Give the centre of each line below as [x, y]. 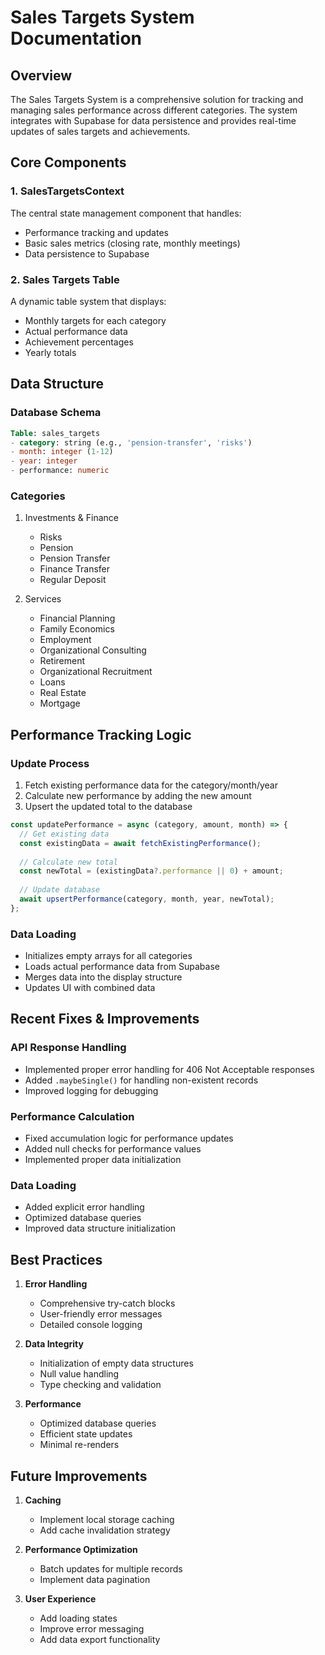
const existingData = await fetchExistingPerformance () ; [140, 843]
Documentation [76, 38]
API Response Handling [68, 1048]
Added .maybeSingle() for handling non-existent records [141, 1080]
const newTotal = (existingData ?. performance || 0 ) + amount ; [151, 871]
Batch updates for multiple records [111, 1568]
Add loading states [78, 1618]
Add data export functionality [100, 1639]
